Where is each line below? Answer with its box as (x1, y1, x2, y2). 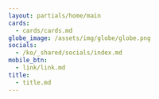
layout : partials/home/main (8, 11, 102, 20)
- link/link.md (15, 64, 66, 72)
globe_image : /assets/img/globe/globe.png (8, 34, 151, 42)
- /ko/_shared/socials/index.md (15, 49, 123, 57)
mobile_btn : (8, 57, 48, 65)
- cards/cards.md (15, 26, 73, 34)
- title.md (15, 78, 52, 86)
